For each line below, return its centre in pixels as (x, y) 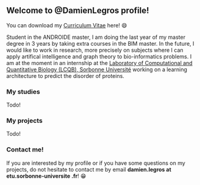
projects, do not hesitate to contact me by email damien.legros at (89, 169)
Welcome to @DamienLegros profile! (78, 11)
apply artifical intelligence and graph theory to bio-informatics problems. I (99, 56)
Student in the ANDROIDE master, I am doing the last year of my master (96, 37)
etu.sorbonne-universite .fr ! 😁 (46, 176)
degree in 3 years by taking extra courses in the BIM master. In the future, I (100, 43)
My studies (23, 91)
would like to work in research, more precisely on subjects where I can (95, 50)
